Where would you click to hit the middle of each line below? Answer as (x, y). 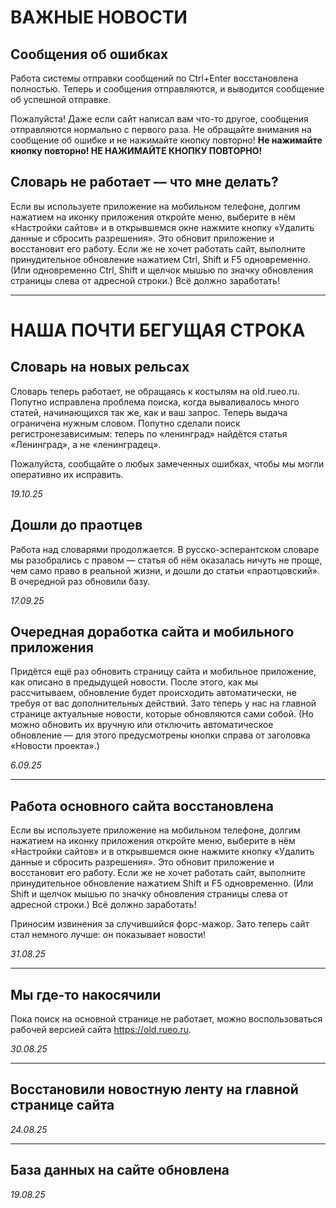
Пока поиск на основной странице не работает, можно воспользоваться (166, 1019)
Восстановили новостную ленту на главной (154, 1089)
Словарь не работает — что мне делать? (144, 182)
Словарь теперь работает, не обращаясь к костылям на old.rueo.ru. (155, 391)
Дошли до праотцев (76, 525)
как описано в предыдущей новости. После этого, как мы (134, 682)
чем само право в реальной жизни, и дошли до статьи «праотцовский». (165, 570)
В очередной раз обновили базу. (80, 581)
